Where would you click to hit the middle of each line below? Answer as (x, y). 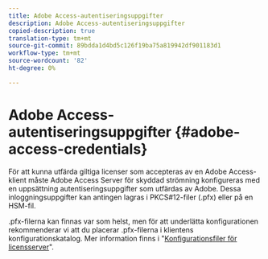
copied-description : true (52, 31)
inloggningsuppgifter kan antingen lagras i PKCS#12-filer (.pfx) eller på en (131, 197)
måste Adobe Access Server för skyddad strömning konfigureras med (144, 180)
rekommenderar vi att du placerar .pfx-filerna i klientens (101, 229)
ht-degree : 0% (32, 68)
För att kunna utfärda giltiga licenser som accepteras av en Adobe (118, 171)
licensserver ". (31, 247)
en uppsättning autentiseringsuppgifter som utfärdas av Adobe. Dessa (125, 188)
